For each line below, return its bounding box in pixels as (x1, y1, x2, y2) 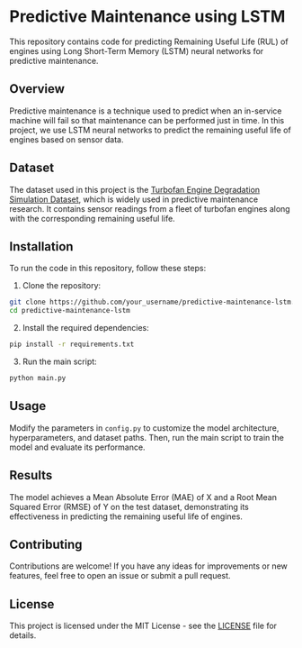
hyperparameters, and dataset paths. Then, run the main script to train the (9, 432, 285, 443)
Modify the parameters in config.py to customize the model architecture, (9, 422, 280, 434)
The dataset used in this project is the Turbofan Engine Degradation (9, 184, 261, 195)
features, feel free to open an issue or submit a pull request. (9, 570, 231, 581)
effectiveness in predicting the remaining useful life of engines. (9, 511, 243, 522)
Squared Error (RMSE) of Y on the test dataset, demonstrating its (9, 501, 249, 512)
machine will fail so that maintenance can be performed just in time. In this (9, 114, 285, 125)
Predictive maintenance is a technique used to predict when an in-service (9, 105, 282, 116)
